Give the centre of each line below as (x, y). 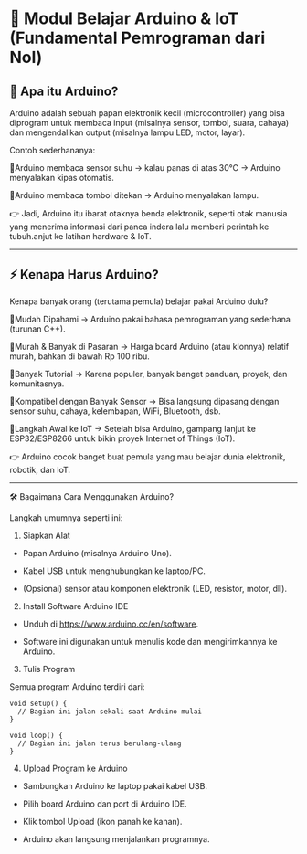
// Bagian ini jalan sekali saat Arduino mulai (110, 712)
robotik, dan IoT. (40, 469)
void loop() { (37, 735)
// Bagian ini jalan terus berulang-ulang (100, 743)
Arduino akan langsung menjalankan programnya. (116, 838)
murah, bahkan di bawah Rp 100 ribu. (80, 356)
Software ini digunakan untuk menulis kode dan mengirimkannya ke (150, 641)
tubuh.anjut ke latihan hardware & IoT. (81, 236)
